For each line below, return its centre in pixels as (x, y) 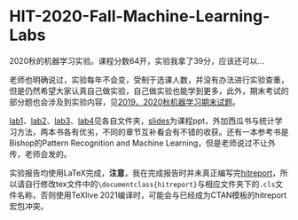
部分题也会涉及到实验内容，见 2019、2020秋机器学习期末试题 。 (125, 102)
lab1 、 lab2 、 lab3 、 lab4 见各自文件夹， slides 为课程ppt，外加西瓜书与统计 (142, 121)
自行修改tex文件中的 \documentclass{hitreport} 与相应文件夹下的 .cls (150, 184)
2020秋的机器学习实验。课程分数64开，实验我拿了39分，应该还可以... (137, 60)
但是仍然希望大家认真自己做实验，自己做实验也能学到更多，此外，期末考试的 (149, 90)
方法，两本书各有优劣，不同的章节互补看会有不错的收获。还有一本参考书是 (153, 131)
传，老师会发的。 (40, 153)
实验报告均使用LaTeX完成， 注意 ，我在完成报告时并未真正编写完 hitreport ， (145, 173)
